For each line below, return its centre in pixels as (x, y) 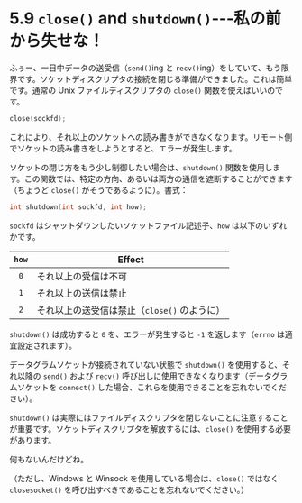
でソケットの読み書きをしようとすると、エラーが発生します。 (123, 148)
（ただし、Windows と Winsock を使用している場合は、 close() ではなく (144, 478)
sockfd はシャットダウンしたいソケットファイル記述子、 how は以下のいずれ (148, 225)
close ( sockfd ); (38, 118)
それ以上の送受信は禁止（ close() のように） (131, 310)
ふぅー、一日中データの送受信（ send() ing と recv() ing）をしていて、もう (146, 68)
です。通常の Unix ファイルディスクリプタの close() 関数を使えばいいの (142, 90)
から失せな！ (57, 41)
